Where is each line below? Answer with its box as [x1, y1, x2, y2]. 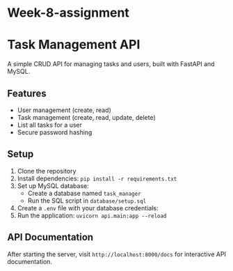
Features [7, 87, 47, 99]
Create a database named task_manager [27, 189, 141, 197]
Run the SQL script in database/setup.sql [27, 196, 147, 205]
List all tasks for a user [17, 121, 82, 129]
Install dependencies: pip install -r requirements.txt [17, 174, 177, 183]
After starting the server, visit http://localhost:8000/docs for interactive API [7, 249, 226, 258]
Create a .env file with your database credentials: [17, 203, 159, 212]
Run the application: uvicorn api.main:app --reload [17, 211, 167, 219]
